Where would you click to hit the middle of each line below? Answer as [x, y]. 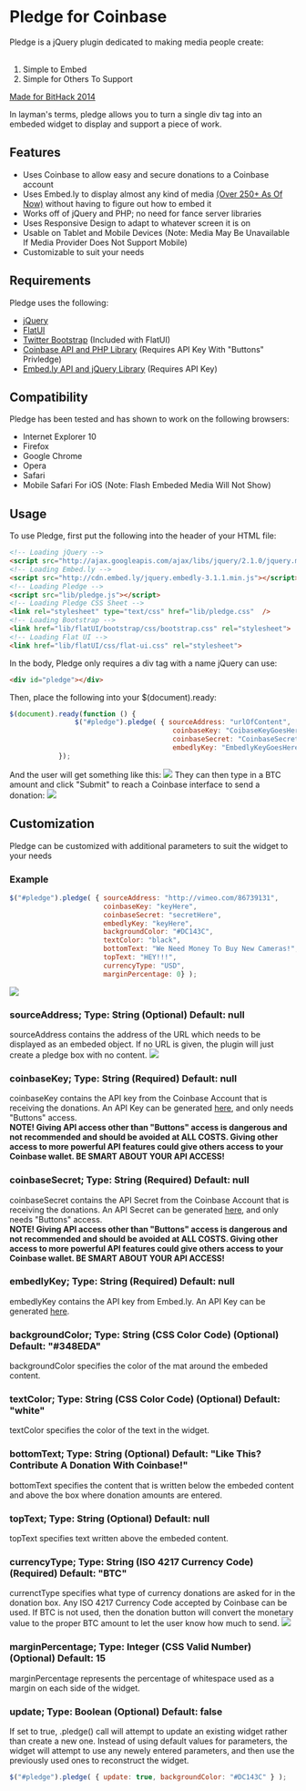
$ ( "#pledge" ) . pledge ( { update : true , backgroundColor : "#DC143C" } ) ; [148, 1777]
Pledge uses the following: [59, 302]
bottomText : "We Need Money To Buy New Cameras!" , [201, 949]
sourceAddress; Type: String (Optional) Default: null [127, 1015]
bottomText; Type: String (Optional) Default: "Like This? [136, 1454]
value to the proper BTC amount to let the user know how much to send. [144, 1623]
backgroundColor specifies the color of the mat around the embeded [139, 1366]
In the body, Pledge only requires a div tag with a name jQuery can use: [143, 663]
